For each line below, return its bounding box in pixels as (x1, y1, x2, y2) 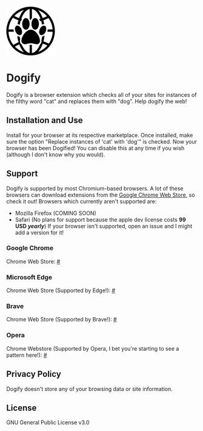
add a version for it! (15, 229, 64, 236)
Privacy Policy (6, 369, 62, 379)
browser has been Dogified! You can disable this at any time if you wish (6, 144, 185, 152)
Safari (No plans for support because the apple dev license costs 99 (15, 215, 186, 223)
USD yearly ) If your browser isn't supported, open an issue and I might (15, 222, 193, 230)
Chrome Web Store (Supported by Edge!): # (6, 287, 116, 294)
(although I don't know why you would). (6, 150, 105, 158)
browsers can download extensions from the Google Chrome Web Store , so (6, 191, 195, 198)
